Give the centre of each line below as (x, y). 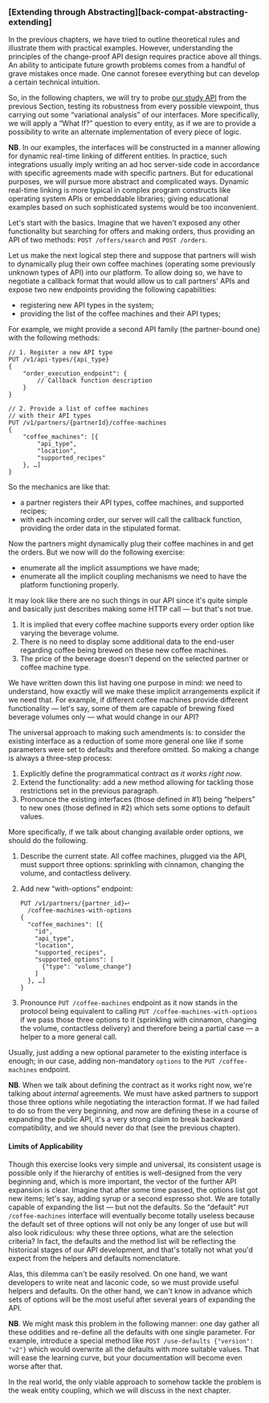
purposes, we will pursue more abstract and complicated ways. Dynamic (128, 182)
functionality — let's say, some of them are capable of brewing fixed (121, 709)
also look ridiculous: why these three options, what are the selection (121, 1233)
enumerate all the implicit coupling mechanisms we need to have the (133, 576)
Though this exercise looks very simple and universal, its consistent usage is (135, 1164)
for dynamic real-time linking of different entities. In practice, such (118, 156)
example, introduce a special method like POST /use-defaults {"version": (131, 1340)
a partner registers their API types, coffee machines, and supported (132, 503)
